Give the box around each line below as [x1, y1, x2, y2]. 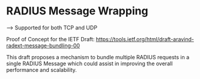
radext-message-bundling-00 [6, 42, 80, 49]
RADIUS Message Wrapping [6, 4, 148, 18]
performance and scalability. [6, 66, 77, 73]
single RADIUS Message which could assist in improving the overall [6, 60, 173, 67]
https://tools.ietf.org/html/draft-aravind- [95, 35, 194, 42]
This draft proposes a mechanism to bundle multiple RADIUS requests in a [6, 53, 190, 60]
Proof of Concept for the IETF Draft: [6, 35, 95, 42]
